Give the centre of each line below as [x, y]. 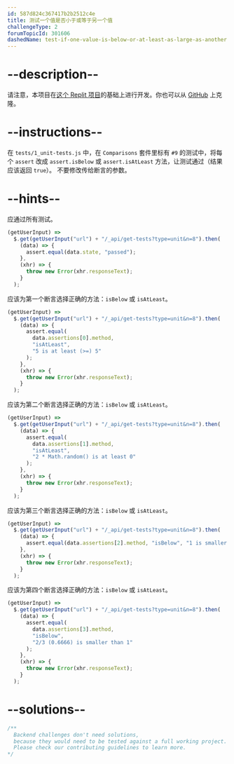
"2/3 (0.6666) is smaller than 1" [83, 642]
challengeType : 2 [33, 27]
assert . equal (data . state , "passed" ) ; [81, 252]
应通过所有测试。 [32, 219]
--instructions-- [55, 132]
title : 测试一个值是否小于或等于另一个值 [60, 20]
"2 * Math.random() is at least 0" [84, 457]
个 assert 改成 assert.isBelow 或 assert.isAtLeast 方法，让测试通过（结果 [115, 161]
